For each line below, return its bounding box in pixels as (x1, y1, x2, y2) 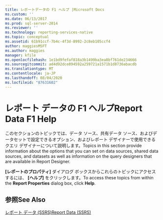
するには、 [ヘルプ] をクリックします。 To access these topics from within (5, 174, 154, 180)
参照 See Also (5, 196, 46, 204)
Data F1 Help (5, 113, 57, 124)
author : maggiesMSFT (5, 44, 47, 49)
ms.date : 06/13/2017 (5, 16, 47, 21)
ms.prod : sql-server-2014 (5, 21, 58, 26)
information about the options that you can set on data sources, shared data (5, 148, 159, 154)
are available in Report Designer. (5, 158, 71, 164)
